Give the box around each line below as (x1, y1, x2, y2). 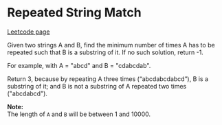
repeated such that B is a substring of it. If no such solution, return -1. (7, 48, 204, 56)
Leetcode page (7, 27, 50, 36)
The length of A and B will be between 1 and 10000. (7, 110, 151, 118)
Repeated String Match (7, 5, 142, 21)
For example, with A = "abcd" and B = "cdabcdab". (7, 61, 151, 69)
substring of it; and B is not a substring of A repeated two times (7, 82, 187, 90)
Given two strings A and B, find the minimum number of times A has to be (7, 41, 215, 49)
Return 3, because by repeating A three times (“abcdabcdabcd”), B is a (7, 74, 208, 83)
